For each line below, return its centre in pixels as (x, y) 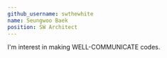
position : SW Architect (43, 27)
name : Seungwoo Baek (38, 21)
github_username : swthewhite (50, 14)
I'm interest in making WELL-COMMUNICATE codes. (84, 47)
